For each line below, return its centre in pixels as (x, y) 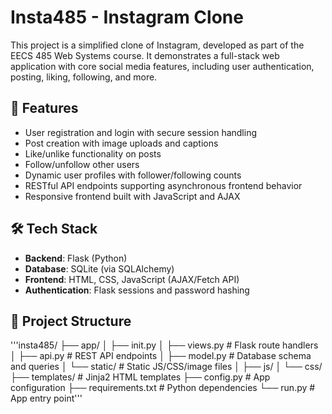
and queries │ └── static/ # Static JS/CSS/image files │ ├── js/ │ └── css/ (166, 367)
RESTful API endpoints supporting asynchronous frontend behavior (163, 185)
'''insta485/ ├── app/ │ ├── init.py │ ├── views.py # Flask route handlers (164, 345)
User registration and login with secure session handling (140, 132)
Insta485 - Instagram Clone (127, 17)
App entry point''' (46, 398)
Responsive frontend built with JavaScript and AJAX (132, 196)
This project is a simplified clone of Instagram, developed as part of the (157, 45)
